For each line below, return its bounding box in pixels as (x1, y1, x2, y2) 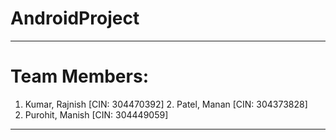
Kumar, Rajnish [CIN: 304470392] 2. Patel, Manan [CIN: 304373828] (24, 98, 308, 110)
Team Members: (10, 65, 149, 88)
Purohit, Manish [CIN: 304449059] (24, 108, 169, 121)
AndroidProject (10, 7, 140, 30)
